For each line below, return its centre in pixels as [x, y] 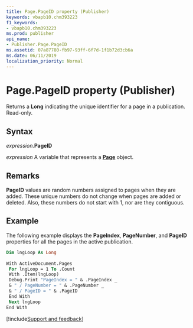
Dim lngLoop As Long [32, 252]
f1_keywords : [22, 22]
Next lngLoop [25, 302]
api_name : [18, 39]
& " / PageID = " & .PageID [43, 291]
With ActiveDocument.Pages [39, 264]
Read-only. [19, 113]
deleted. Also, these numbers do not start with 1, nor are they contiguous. [95, 203]
